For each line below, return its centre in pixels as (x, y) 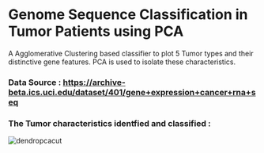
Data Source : (35, 82)
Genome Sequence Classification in (128, 15)
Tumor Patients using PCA (96, 31)
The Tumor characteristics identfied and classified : (109, 123)
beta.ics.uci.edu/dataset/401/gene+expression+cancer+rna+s (132, 92)
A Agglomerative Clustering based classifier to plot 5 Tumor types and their (131, 53)
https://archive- (94, 82)
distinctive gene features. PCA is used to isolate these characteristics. (122, 62)
